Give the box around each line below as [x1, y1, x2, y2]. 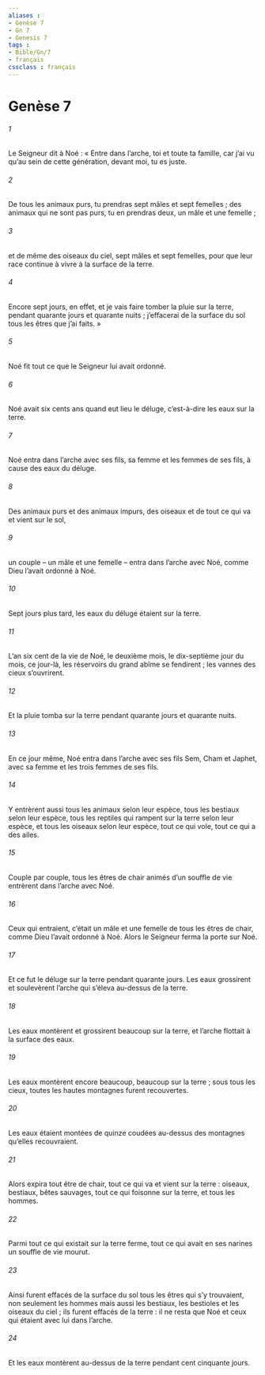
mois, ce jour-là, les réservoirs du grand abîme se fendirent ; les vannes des [8, 659, 256, 670]
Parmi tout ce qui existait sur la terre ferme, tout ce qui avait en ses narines [8, 1239, 253, 1248]
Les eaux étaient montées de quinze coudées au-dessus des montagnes [8, 1129, 245, 1137]
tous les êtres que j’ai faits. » [8, 319, 101, 328]
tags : [8, 41, 30, 49]
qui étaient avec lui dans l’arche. [8, 1315, 113, 1324]
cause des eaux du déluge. [8, 464, 97, 473]
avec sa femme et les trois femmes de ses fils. [8, 762, 160, 771]
